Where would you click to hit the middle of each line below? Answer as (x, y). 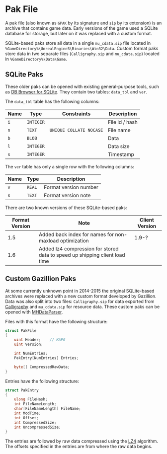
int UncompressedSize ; (38, 427)
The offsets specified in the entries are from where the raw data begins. (79, 447)
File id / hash (123, 122)
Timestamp (121, 154)
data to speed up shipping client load (82, 255)
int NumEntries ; (31, 354)
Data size (119, 146)
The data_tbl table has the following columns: (52, 101)
